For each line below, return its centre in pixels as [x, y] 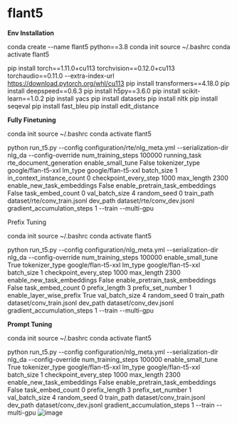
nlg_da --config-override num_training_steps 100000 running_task [105, 155]
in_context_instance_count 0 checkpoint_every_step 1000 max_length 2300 [118, 178]
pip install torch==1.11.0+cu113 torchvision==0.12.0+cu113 [91, 68]
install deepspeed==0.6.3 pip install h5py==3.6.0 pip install [94, 91]
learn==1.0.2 [26, 99]
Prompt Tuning [30, 324]
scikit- [191, 91]
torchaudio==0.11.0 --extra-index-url [61, 76]
